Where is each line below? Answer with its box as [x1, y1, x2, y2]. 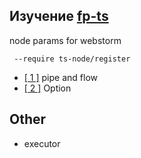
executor [23, 137, 61, 149]
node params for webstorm [9, 34, 122, 46]
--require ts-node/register [13, 54, 131, 64]
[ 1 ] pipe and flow [23, 71, 98, 83]
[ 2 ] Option [23, 82, 72, 94]
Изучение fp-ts [9, 8, 109, 25]
